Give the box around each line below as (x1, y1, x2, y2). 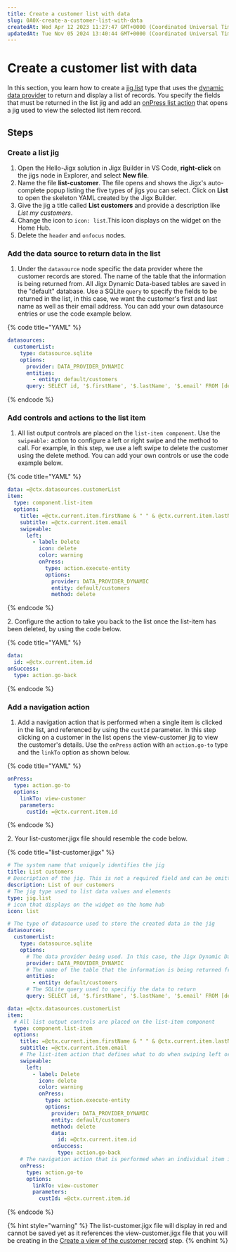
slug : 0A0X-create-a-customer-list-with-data (7, 17, 143, 24)
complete (17, 186, 46, 194)
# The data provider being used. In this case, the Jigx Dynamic (25, 953, 221, 960)
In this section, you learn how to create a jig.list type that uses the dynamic (7, 84, 224, 92)
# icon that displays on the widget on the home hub (7, 901, 165, 908)
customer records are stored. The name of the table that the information (17, 272, 226, 280)
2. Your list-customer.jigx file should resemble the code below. (7, 834, 188, 843)
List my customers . (17, 209, 73, 217)
